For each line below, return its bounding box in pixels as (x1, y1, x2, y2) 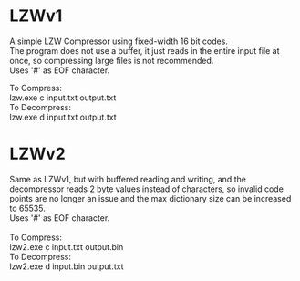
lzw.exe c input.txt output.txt (9, 92, 117, 103)
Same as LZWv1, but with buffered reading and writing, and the (9, 173, 246, 184)
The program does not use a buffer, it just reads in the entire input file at (9, 45, 280, 56)
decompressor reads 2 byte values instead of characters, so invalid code (9, 183, 284, 194)
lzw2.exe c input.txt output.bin (9, 241, 124, 252)
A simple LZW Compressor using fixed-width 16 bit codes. (9, 36, 228, 47)
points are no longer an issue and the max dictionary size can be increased (9, 193, 292, 203)
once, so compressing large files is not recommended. (9, 55, 214, 66)
